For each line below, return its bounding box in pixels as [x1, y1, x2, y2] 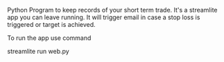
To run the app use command [7, 34, 92, 42]
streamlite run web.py [7, 48, 69, 55]
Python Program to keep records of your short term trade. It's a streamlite [7, 6, 218, 14]
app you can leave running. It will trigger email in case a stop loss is [7, 13, 200, 21]
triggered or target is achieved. [7, 21, 96, 28]
